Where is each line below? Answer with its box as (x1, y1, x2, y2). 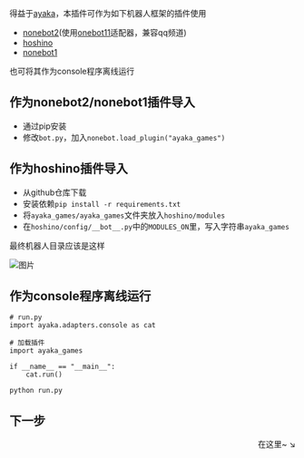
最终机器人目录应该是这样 (9, 239, 105, 251)
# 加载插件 (9, 338, 45, 347)
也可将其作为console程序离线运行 (9, 66, 135, 76)
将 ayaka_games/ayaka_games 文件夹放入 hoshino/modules (22, 210, 225, 220)
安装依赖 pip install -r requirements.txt (22, 198, 181, 209)
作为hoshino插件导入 (9, 161, 129, 177)
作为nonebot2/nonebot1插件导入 (9, 94, 196, 111)
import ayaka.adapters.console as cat (9, 321, 156, 330)
